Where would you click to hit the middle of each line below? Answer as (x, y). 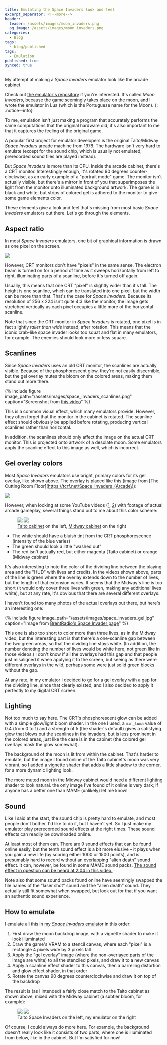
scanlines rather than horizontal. (38, 427)
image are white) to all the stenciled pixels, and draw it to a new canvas (85, 960)
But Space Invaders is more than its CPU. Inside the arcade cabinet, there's (83, 166)
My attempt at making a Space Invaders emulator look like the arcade (77, 80)
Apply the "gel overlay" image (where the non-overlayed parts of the (83, 955)
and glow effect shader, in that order (50, 971)
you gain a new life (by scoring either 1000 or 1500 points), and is (72, 855)
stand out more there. (27, 381)
